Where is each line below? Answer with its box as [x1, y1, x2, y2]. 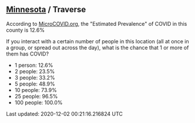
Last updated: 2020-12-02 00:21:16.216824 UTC [6, 110, 123, 117]
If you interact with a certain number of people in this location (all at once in [6, 37, 189, 45]
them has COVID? [6, 50, 49, 57]
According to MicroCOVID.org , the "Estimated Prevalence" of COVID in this [6, 20, 187, 27]
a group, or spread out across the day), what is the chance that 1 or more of [6, 44, 189, 51]
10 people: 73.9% [14, 86, 57, 93]
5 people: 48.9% [14, 80, 56, 87]
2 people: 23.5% [14, 67, 55, 75]
